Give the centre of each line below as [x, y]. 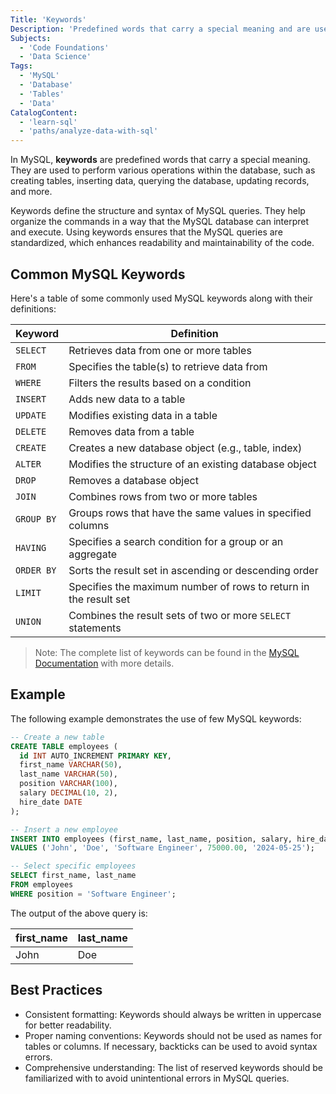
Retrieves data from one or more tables [160, 350]
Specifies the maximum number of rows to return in [189, 586]
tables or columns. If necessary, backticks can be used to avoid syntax [171, 1046]
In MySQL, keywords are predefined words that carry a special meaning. [160, 160]
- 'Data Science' [55, 57]
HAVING [31, 547]
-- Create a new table [57, 737]
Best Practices [56, 990]
